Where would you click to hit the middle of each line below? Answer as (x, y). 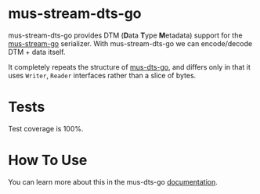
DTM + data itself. (37, 52)
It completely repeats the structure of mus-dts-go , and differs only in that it (129, 66)
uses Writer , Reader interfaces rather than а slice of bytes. (102, 75)
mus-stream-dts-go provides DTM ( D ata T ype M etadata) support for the (125, 35)
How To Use (48, 160)
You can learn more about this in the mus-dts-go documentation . (113, 181)
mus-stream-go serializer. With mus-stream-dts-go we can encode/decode (130, 43)
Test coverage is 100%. (46, 128)
